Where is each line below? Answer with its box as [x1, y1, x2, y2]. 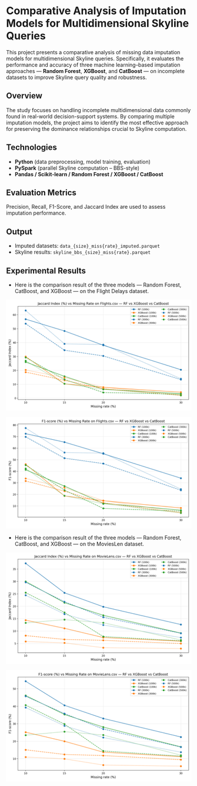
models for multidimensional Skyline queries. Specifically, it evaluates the [6, 55, 184, 62]
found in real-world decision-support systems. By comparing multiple [6, 113, 175, 120]
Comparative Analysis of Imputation [6, 4, 186, 18]
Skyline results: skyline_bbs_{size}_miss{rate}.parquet [14, 249, 151, 256]
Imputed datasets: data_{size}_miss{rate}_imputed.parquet [14, 242, 161, 249]
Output [6, 226, 32, 236]
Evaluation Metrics [6, 188, 76, 198]
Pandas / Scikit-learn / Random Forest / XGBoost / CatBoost [14, 170, 163, 177]
